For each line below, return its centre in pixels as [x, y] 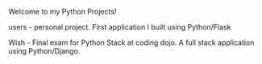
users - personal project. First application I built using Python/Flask [120, 27]
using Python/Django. [44, 51]
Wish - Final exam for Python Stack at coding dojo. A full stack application [131, 42]
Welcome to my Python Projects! [62, 12]
